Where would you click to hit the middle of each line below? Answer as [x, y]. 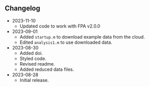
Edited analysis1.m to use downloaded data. [66, 42]
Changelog [23, 8]
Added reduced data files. [47, 69]
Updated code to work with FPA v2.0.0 [60, 26]
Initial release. [34, 80]
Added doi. [31, 53]
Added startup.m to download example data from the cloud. [82, 37]
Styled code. [33, 59]
